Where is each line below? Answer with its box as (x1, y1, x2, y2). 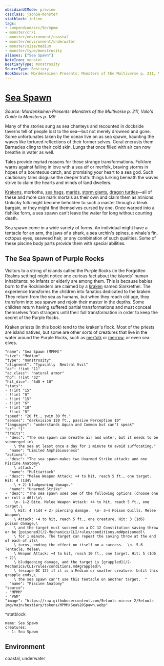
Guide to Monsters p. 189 (5, 113, 56, 119)
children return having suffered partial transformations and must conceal (5, 304, 151, 310)
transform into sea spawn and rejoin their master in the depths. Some (5, 299, 144, 305)
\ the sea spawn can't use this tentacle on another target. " (14, 577, 147, 582)
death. (5, 215, 18, 221)
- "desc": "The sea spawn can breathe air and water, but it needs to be (5, 435, 159, 440)
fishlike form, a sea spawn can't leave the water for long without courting (5, 210, 152, 216)
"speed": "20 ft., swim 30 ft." (5, 413, 71, 419)
